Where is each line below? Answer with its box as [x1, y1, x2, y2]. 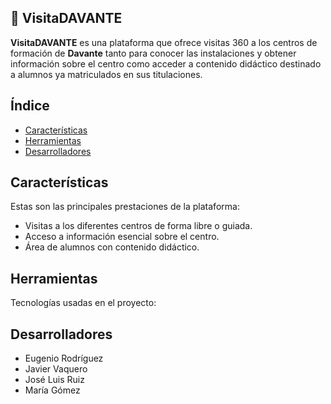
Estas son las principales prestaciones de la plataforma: [10, 201, 240, 213]
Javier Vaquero [24, 363, 88, 375]
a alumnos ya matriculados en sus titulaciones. [10, 68, 203, 80]
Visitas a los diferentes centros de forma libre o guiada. [24, 220, 253, 232]
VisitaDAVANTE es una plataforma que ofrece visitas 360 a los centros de [10, 36, 318, 48]
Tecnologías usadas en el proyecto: [10, 297, 157, 309]
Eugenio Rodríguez [24, 352, 104, 365]
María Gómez [24, 384, 81, 396]
